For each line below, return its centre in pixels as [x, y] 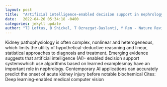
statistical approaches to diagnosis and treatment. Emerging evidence [77, 53]
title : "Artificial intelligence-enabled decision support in [72, 14]
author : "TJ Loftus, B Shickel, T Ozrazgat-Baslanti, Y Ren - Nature [79, 28]
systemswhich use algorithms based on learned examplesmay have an [78, 64]
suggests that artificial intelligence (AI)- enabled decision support [72, 58]
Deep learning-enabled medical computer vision [55, 80]
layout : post [19, 10]
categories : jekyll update [33, 24]
